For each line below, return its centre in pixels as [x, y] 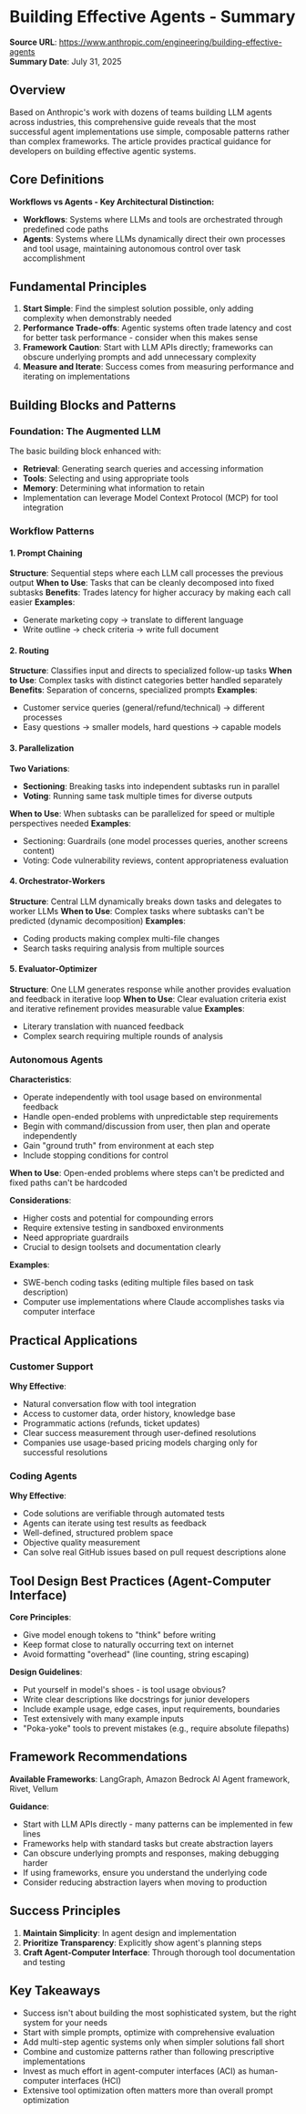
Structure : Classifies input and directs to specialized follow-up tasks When [151, 671]
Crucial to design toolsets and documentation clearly [122, 1247]
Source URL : [33, 42]
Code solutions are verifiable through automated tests [123, 1514]
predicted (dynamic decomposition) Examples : [98, 921]
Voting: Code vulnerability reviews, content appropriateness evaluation [155, 860]
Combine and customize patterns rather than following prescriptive [148, 2051]
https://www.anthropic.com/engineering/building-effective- [170, 42]
